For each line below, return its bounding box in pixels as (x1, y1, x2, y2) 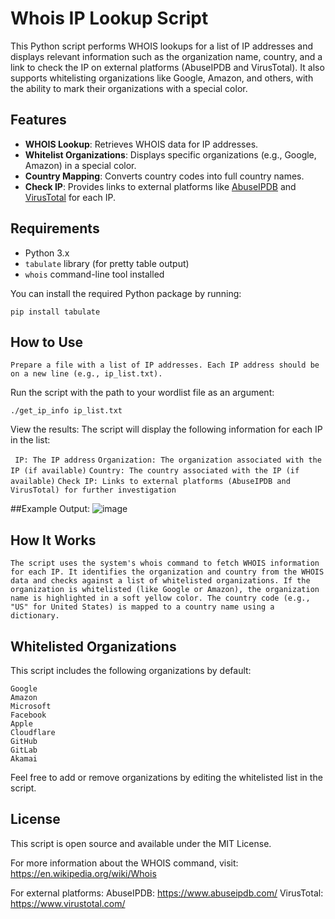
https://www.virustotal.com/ (10, 897, 126, 909)
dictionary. (10, 611, 60, 621)
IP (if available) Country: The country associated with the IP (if (10, 466, 300, 476)
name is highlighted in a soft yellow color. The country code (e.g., (10, 593, 311, 604)
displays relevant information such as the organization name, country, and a (10, 50, 323, 62)
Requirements (10, 220, 100, 237)
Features (10, 112, 67, 129)
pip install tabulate (10, 307, 101, 317)
